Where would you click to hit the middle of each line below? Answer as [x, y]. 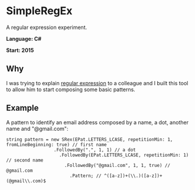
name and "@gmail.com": [37, 128]
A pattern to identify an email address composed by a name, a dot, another [97, 122]
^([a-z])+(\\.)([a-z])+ [133, 176]
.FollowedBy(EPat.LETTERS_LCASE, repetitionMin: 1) [124, 155]
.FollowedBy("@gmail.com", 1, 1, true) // [117, 165]
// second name [25, 160]
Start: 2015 [20, 50]
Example [22, 108]
